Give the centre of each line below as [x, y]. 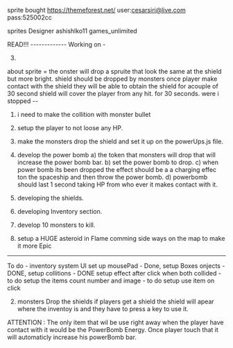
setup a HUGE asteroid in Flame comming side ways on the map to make [121, 238]
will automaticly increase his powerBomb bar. [72, 337]
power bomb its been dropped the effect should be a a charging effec [117, 169]
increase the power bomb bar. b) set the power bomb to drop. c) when [118, 162]
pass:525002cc [29, 17]
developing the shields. [51, 198]
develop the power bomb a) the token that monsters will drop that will [116, 155]
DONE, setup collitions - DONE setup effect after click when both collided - [114, 273]
